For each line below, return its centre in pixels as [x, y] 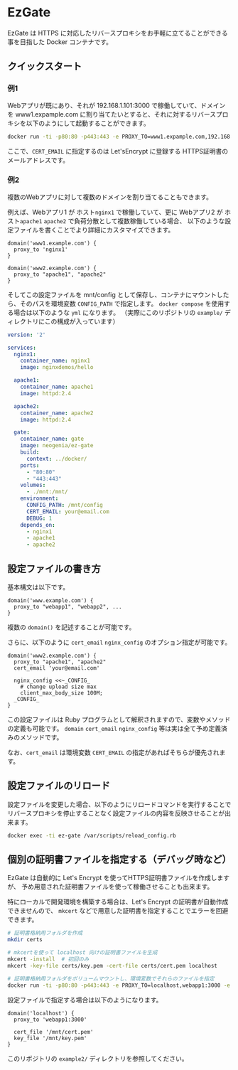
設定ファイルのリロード [59, 786]
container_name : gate [52, 439]
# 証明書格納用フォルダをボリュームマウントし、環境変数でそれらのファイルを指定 [111, 978]
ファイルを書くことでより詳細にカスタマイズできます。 [94, 230]
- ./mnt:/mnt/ [47, 492]
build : [30, 452]
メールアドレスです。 [38, 160]
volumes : [33, 485]
